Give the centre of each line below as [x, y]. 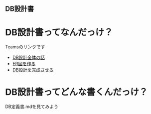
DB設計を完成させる [33, 70]
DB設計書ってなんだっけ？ [59, 32]
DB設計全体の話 [29, 57]
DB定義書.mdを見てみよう [32, 107]
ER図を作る [24, 64]
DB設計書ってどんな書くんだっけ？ [76, 92]
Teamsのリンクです [25, 47]
